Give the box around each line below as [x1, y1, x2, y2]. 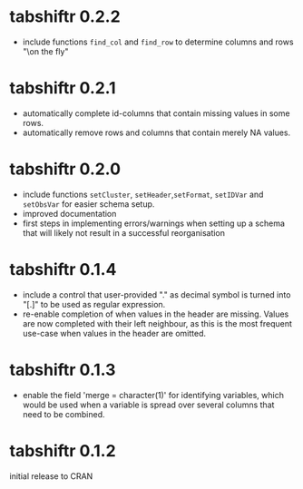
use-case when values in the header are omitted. [22, 328, 207, 338]
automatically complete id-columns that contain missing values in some [22, 107, 290, 119]
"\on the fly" [22, 45, 69, 56]
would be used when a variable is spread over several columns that [22, 399, 275, 410]
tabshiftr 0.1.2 [9, 440, 116, 461]
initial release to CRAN [9, 470, 93, 482]
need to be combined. [22, 408, 106, 419]
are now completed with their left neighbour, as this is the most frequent [22, 318, 293, 328]
